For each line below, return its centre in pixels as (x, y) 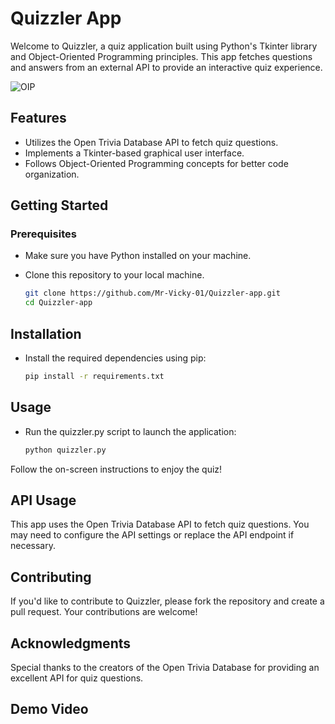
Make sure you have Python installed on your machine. (138, 256)
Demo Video (49, 709)
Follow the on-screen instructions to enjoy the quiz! (116, 469)
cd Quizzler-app (58, 303)
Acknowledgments (71, 643)
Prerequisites (43, 234)
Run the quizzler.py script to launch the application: (130, 431)
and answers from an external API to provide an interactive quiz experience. (166, 67)
